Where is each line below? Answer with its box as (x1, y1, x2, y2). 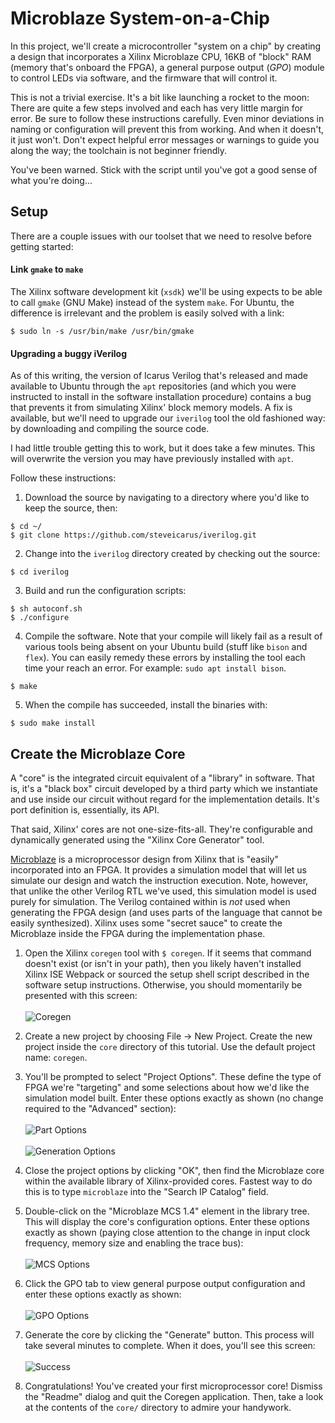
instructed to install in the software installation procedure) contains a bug (10, 391, 312, 403)
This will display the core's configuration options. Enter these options (24, 1215, 310, 1227)
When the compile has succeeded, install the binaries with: (24, 699, 268, 711)
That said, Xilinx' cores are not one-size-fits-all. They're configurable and (10, 823, 313, 835)
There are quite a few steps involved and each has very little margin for (10, 102, 304, 114)
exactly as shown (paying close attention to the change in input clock (24, 1226, 311, 1238)
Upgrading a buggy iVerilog (10, 347, 127, 359)
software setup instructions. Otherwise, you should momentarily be (24, 978, 303, 991)
